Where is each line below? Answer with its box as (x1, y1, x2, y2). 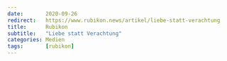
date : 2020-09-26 (7, 10, 78, 18)
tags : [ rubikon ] (7, 43, 74, 50)
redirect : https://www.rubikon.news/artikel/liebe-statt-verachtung (7, 17, 221, 24)
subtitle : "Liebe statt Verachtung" (7, 29, 122, 37)
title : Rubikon (7, 23, 69, 30)
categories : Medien (7, 36, 65, 43)
